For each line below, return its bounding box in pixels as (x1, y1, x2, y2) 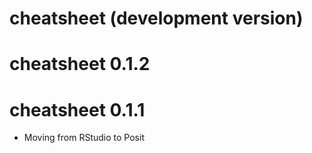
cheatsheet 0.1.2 (9, 53, 151, 76)
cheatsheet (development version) (9, 7, 304, 30)
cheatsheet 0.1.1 (9, 98, 146, 121)
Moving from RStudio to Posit (23, 132, 145, 144)
